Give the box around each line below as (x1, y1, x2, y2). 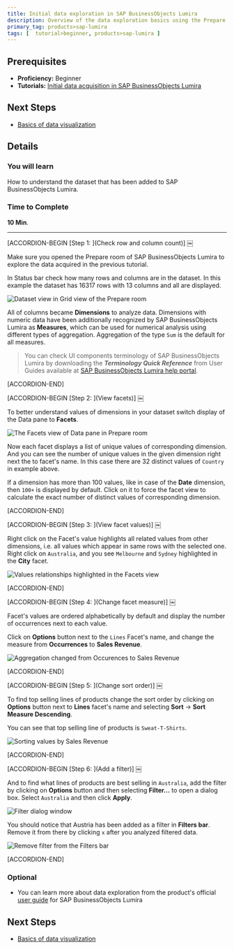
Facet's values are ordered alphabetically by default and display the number (7, 611, 226, 620)
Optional (7, 872, 37, 882)
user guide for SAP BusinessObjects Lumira (17, 896, 143, 904)
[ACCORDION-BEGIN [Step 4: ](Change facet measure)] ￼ (7, 597, 176, 606)
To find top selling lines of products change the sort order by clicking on (7, 695, 214, 703)
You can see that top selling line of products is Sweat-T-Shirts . (7, 723, 187, 732)
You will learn (7, 161, 54, 171)
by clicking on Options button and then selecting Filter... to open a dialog (7, 785, 218, 794)
